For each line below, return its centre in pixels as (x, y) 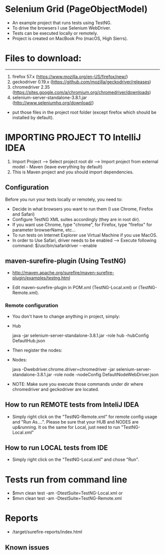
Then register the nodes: (37, 350)
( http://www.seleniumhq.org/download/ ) (53, 102)
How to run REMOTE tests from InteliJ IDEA (72, 405)
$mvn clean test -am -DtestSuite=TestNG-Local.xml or (67, 493)
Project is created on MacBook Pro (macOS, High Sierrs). (70, 38)
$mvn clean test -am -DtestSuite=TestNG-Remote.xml (67, 498)
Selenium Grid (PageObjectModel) (76, 9)
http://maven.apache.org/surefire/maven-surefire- (63, 273)
